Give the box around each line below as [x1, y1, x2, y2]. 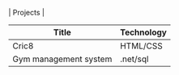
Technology [120, 27, 168, 38]
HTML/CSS [120, 40, 164, 52]
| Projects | [8, 8, 45, 17]
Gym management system [12, 53, 113, 65]
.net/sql [120, 53, 149, 65]
